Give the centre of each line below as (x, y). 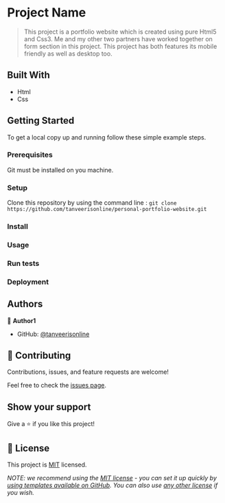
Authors (25, 304)
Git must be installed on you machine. (60, 170)
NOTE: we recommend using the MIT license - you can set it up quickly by (112, 478)
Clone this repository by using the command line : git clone (92, 203)
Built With (28, 75)
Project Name (47, 13)
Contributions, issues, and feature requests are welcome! (88, 372)
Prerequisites (30, 155)
